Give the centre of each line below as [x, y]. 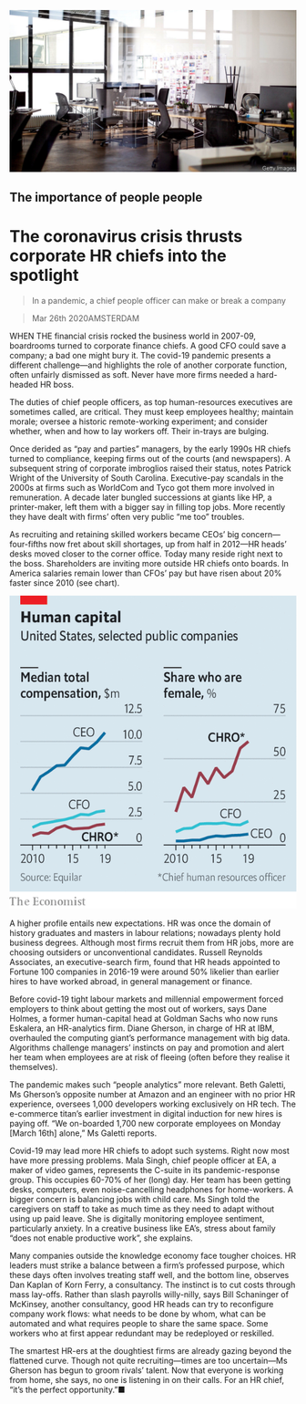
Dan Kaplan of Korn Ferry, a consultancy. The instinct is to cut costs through [153, 1284]
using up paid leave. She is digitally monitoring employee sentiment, [137, 1218]
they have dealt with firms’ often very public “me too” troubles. [127, 516]
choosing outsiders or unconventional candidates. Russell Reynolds [136, 952]
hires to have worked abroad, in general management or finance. [131, 981]
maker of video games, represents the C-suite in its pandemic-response [145, 1170]
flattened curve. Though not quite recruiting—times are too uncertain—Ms [149, 1360]
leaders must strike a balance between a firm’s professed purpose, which [147, 1265]
